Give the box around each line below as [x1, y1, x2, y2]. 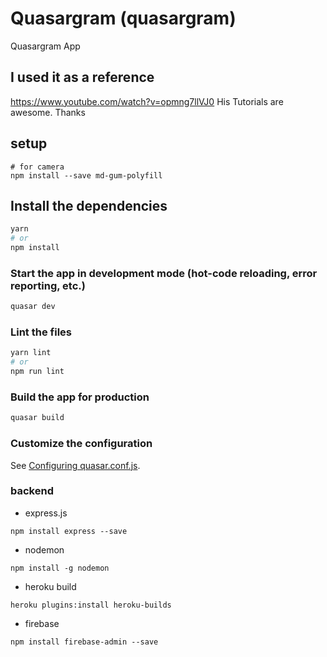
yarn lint [10, 348, 52, 358]
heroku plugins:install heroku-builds [10, 600, 172, 610]
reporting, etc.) [10, 278, 86, 292]
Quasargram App [10, 40, 81, 52]
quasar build [10, 413, 65, 423]
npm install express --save [10, 526, 128, 536]
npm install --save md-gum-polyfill [10, 170, 163, 181]
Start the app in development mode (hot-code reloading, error [10, 266, 318, 280]
